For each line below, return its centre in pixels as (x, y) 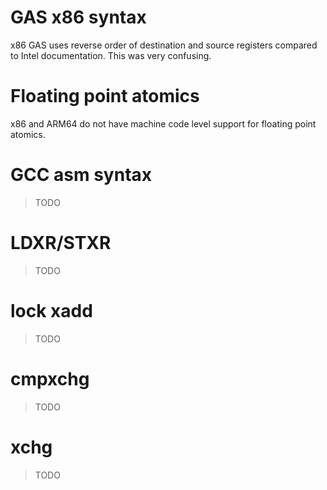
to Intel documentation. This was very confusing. (111, 55)
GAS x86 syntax (78, 17)
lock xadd (51, 310)
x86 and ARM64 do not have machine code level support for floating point (163, 123)
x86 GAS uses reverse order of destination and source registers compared (164, 45)
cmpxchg (50, 378)
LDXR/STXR (61, 243)
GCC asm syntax (81, 175)
